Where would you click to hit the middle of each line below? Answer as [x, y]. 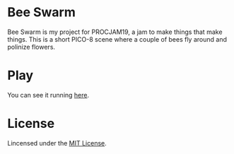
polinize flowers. [31, 47]
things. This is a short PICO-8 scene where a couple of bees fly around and [117, 39]
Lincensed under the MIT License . [57, 143]
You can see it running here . [48, 95]
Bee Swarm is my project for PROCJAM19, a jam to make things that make [115, 32]
